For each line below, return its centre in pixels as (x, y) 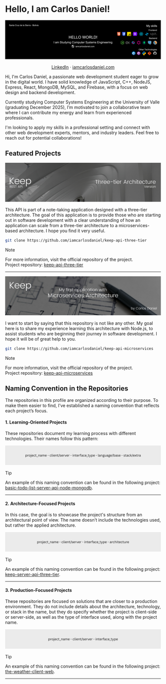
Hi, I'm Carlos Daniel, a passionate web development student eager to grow (82, 76)
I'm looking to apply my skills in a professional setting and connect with (78, 127)
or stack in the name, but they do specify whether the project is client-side (81, 612)
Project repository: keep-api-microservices (49, 373)
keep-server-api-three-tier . (33, 574)
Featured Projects (33, 154)
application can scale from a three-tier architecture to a (61, 225)
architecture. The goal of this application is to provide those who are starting (83, 215)
